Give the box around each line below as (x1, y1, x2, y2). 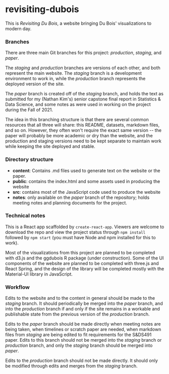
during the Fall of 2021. (5, 107, 53, 113)
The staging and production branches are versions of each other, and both (5, 65, 160, 71)
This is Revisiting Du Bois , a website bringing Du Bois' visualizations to (5, 20, 152, 26)
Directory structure (5, 156, 54, 163)
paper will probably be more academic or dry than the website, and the (5, 133, 153, 139)
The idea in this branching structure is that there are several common (5, 117, 149, 123)
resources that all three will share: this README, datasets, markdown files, (5, 122, 160, 128)
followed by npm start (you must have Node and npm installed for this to (5, 234, 156, 240)
